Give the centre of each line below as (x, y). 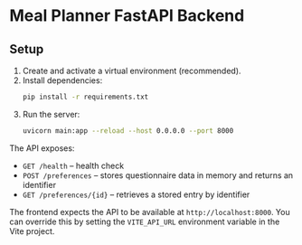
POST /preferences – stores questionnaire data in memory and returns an (158, 175)
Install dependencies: (62, 80)
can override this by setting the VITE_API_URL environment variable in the (145, 221)
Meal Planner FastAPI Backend (127, 16)
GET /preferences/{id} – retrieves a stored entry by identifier (136, 194)
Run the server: (51, 114)
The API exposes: (42, 148)
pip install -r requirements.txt (85, 97)
